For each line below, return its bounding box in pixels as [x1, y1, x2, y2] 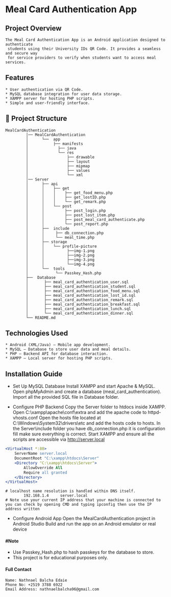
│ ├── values [26, 168, 90, 173]
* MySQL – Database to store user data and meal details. [5, 347, 131, 352]
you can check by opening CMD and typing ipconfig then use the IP [5, 502, 152, 507]
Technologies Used [5, 329, 68, 338]
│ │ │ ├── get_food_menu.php [26, 190, 113, 195]
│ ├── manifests [26, 141, 83, 146]
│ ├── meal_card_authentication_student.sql [26, 284, 136, 289]
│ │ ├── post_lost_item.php [26, 213, 115, 218]
